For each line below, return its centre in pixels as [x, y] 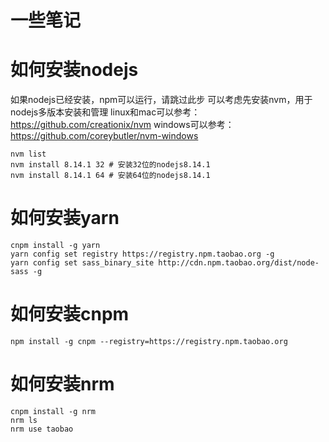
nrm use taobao [42, 429]
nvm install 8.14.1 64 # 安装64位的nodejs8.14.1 [110, 176]
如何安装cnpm [70, 314]
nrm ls [24, 420]
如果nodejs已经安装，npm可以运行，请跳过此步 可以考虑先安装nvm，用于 [161, 100]
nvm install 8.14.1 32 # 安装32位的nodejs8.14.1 [110, 165]
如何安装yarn [65, 218]
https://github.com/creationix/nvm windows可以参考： [122, 125]
